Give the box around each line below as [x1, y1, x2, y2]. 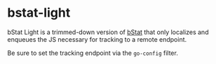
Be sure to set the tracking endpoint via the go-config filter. [7, 49, 179, 57]
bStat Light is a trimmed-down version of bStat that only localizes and [7, 28, 209, 36]
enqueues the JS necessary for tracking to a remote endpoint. [7, 35, 187, 43]
